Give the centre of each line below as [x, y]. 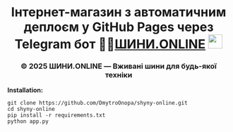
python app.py [28, 121]
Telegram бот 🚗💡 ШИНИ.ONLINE [110, 45]
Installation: [25, 90]
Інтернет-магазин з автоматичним [119, 12]
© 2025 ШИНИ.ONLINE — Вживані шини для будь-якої [119, 66]
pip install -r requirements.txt [56, 115]
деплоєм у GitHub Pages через [119, 27]
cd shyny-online [31, 110]
